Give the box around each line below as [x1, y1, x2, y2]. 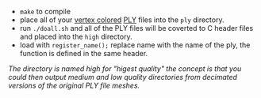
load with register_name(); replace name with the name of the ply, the [19, 40, 251, 50]
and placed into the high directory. [19, 32, 132, 41]
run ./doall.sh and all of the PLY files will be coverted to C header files [19, 24, 254, 32]
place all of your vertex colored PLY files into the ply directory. [19, 15, 225, 24]
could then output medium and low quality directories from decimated [8, 73, 238, 81]
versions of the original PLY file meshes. [8, 81, 140, 90]
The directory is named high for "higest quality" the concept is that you [8, 64, 242, 73]
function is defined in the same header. [19, 49, 148, 58]
